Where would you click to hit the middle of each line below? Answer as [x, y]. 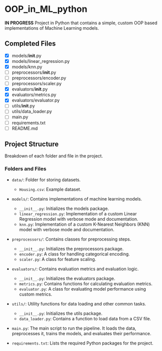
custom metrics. [36, 294]
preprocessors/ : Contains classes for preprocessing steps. [71, 239]
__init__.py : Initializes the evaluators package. [67, 278]
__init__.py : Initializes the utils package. [61, 313]
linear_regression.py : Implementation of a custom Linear [78, 213]
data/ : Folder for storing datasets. [46, 180]
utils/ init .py [23, 106]
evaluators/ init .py [30, 89]
